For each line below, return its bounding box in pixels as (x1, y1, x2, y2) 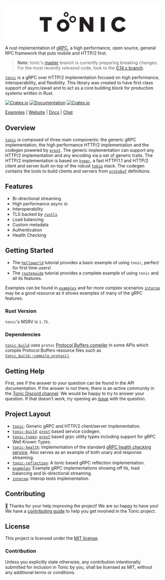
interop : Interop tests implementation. (12, 475, 90, 481)
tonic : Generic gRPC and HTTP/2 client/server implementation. (12, 423, 141, 429)
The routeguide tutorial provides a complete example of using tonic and (12, 270, 159, 276)
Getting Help (5, 367, 45, 375)
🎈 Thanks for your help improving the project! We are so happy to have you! (5, 503, 159, 509)
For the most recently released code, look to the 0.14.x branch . (17, 65, 144, 71)
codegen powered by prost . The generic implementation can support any (5, 147, 154, 153)
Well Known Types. (12, 439, 52, 444)
